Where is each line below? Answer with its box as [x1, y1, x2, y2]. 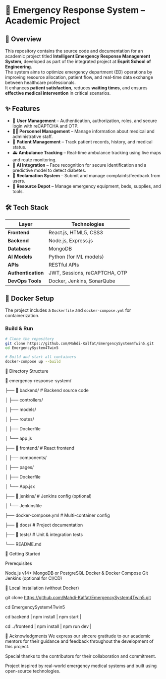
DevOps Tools [7, 277, 42, 284]
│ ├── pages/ [5, 464, 34, 471]
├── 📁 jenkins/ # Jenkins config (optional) [5, 493, 92, 499]
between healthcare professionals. [5, 79, 76, 85]
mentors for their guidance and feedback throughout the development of [5, 638, 154, 644]
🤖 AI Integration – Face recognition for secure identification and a [12, 162, 147, 168]
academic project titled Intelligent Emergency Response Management [5, 53, 151, 59]
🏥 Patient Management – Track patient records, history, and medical [12, 138, 153, 144]
